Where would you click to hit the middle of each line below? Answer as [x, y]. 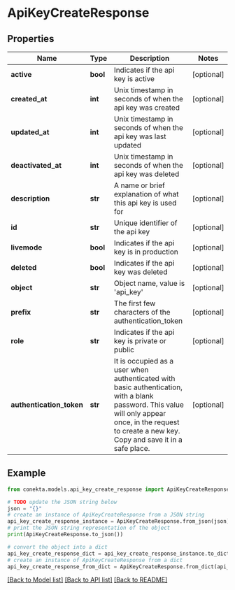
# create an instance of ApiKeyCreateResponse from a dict [95, 560]
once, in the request [147, 422]
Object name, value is [150, 283]
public [124, 350]
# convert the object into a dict [58, 547]
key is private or [140, 341]
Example [27, 473]
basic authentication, [149, 387]
